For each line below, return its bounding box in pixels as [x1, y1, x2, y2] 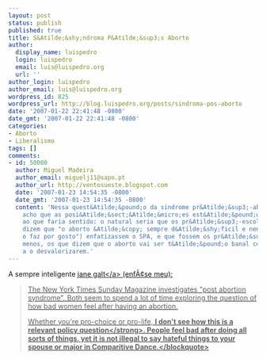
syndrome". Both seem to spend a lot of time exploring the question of [27, 292, 257, 302]
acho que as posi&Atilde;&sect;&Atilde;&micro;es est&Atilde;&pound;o [22, 211, 260, 219]
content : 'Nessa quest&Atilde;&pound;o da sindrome [15, 203, 190, 211]
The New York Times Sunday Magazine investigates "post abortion [27, 285, 247, 294]
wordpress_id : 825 [8, 93, 69, 101]
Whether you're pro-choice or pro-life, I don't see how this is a [27, 316, 234, 326]
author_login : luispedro [8, 78, 90, 86]
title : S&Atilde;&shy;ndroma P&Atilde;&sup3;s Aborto [8, 33, 190, 42]
